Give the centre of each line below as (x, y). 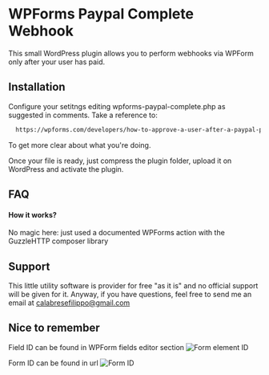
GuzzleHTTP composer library (58, 241)
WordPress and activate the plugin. (66, 169)
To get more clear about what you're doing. (80, 145)
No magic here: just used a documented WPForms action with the (117, 233)
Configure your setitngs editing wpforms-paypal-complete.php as (117, 106)
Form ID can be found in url (53, 363)
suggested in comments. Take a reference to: (83, 115)
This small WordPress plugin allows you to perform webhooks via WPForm (131, 53)
